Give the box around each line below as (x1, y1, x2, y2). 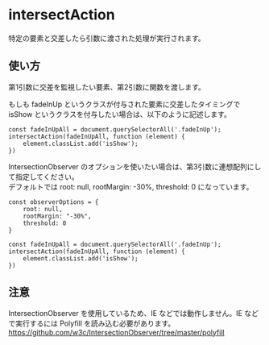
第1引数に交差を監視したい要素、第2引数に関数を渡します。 (8, 82, 205, 92)
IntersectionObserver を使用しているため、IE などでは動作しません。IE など (8, 308, 259, 318)
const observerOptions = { (8, 197, 99, 206)
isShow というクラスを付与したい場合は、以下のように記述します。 (8, 109, 231, 118)
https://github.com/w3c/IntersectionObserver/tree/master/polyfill (8, 327, 225, 337)
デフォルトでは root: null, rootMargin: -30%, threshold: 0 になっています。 (8, 181, 254, 191)
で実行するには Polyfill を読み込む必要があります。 (8, 318, 176, 328)
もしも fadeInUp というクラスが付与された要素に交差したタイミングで (8, 99, 241, 109)
